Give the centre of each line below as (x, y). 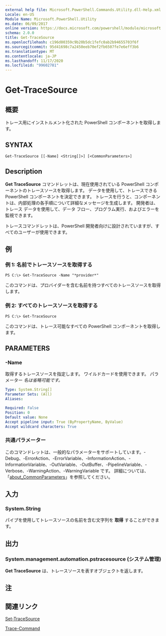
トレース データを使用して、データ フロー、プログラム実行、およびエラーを (82, 209)
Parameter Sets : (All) (29, 394)
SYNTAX (19, 145)
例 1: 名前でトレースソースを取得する (49, 265)
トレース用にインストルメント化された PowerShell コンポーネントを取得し (81, 123)
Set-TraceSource (23, 619)
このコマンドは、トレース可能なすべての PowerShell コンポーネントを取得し (83, 326)
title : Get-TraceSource (30, 38)
